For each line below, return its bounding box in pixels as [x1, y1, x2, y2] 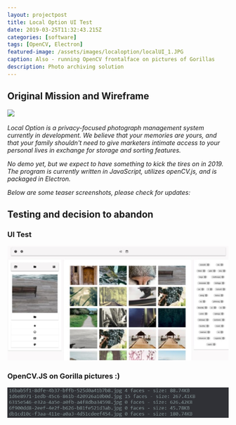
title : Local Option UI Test [7, 18, 93, 26]
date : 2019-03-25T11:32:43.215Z [7, 26, 102, 33]
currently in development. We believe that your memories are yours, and [7, 131, 217, 139]
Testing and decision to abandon [7, 208, 154, 220]
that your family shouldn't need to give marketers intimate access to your [7, 138, 221, 147]
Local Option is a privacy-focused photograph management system [7, 123, 204, 132]
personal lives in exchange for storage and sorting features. [7, 146, 181, 154]
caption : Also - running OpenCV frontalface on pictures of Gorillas [7, 56, 216, 63]
